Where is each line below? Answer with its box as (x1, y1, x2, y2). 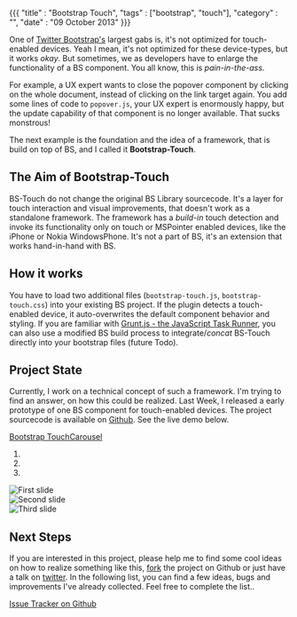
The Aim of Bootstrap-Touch (9, 170, 170, 185)
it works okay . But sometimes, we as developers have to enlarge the (9, 53, 259, 63)
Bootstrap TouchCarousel (9, 431, 103, 442)
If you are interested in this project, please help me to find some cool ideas (9, 553, 282, 564)
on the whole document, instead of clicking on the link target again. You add (9, 89, 288, 99)
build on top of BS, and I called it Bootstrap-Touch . (9, 144, 197, 154)
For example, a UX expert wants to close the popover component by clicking (9, 80, 289, 90)
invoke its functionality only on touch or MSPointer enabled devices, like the (9, 221, 286, 232)
